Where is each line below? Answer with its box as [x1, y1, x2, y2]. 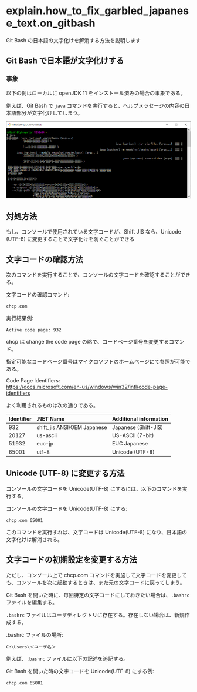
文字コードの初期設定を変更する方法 [6, 555, 137, 565]
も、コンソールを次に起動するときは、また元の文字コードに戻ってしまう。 [6, 578, 186, 586]
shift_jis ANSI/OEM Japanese [36, 424, 107, 431]
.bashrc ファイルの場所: [6, 631, 63, 638]
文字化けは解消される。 [6, 535, 63, 543]
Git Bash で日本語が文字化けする [6, 56, 124, 66]
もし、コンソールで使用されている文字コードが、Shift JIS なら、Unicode [6, 228, 182, 235]
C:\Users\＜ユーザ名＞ [6, 644, 56, 650]
